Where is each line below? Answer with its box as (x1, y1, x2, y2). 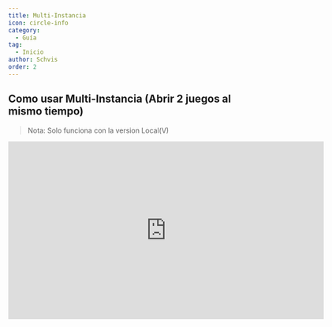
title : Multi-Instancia (8, 11, 87, 20)
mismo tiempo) (8, 104, 84, 118)
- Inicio (15, 48, 44, 56)
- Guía (15, 33, 37, 42)
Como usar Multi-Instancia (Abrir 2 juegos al (8, 92, 231, 106)
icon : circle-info (8, 19, 69, 27)
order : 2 (8, 63, 37, 71)
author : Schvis (8, 56, 58, 64)
